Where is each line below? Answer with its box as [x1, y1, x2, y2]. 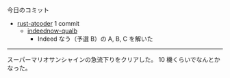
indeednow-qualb [27, 26, 77, 35]
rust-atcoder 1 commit [16, 20, 80, 27]
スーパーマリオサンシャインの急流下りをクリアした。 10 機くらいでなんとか [7, 56, 220, 63]
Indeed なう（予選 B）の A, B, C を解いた [37, 35, 153, 43]
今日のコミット [7, 6, 49, 14]
